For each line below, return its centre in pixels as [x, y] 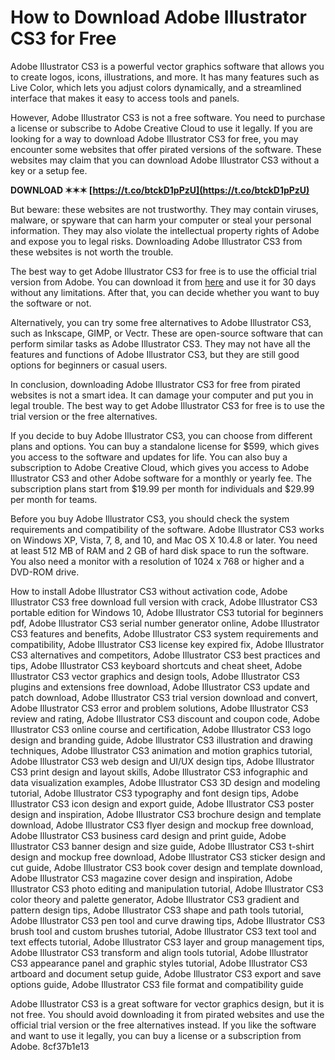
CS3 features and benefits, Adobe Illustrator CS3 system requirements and [164, 633]
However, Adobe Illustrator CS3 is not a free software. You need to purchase [168, 117]
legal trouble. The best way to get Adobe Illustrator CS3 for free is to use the [167, 405]
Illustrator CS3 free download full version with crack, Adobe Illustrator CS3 [164, 602]
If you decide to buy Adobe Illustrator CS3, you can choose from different [161, 435]
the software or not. [51, 303]
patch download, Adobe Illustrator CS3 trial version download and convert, [164, 697]
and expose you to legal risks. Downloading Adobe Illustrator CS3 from [156, 241]
